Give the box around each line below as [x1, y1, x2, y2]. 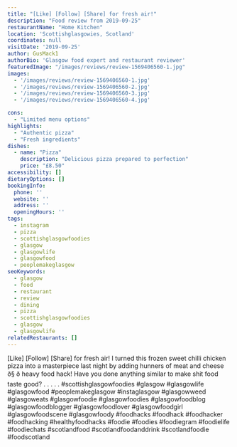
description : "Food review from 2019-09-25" [7, 17, 141, 24]
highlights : [7, 122, 43, 130]
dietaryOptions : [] [7, 175, 65, 182]
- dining [13, 301, 40, 308]
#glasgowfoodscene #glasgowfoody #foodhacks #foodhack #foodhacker [7, 410, 224, 419]
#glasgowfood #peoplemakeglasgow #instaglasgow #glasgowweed [7, 387, 206, 396]
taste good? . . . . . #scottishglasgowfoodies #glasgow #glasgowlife [7, 379, 204, 388]
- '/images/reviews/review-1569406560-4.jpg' [13, 97, 151, 104]
